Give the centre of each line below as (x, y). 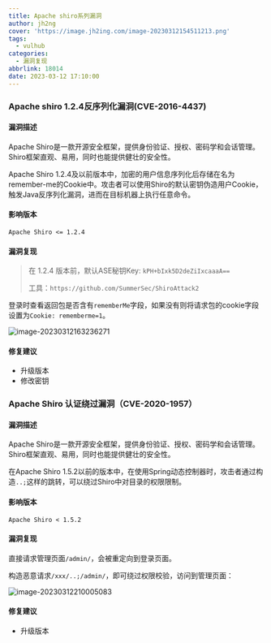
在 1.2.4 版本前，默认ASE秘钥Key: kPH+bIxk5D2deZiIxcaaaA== (129, 271)
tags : (17, 39)
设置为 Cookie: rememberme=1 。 (59, 315)
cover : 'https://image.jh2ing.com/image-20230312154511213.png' (119, 31)
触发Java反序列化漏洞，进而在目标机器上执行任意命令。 (102, 194)
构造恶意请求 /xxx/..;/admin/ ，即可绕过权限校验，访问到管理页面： (121, 575)
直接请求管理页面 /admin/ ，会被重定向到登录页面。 (92, 558)
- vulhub (30, 46)
